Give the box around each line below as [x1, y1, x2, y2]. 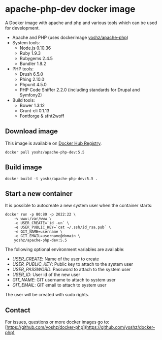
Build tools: [12, 97, 35, 103]
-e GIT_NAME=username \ [14, 229, 63, 234]
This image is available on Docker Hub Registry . [5, 140, 102, 146]
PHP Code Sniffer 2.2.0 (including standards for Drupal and [19, 87, 140, 93]
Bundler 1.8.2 [19, 61, 46, 66]
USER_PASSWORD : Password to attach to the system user [12, 267, 131, 273]
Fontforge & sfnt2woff [19, 113, 65, 119]
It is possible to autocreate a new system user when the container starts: [5, 203, 153, 209]
